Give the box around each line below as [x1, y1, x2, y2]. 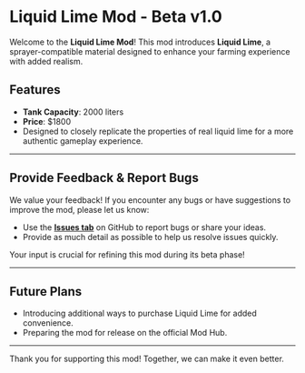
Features [9, 82, 61, 97]
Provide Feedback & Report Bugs [9, 170, 200, 186]
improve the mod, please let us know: [9, 204, 150, 215]
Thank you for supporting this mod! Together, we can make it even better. [9, 353, 284, 365]
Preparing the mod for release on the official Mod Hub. [22, 328, 228, 338]
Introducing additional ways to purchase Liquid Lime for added [22, 307, 257, 319]
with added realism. [9, 55, 84, 66]
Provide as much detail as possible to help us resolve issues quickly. [22, 231, 279, 242]
